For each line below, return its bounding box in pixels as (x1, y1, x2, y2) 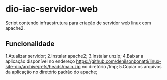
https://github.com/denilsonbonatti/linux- (76, 58, 162, 64)
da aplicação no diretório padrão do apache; (5, 69, 98, 75)
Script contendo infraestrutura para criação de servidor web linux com (5, 20, 152, 26)
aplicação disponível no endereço (5, 58, 75, 64)
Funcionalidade (5, 40, 55, 48)
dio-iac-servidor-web (5, 3, 98, 15)
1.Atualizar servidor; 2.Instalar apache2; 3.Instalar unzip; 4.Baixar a (5, 53, 144, 59)
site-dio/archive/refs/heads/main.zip (5, 63, 81, 69)
